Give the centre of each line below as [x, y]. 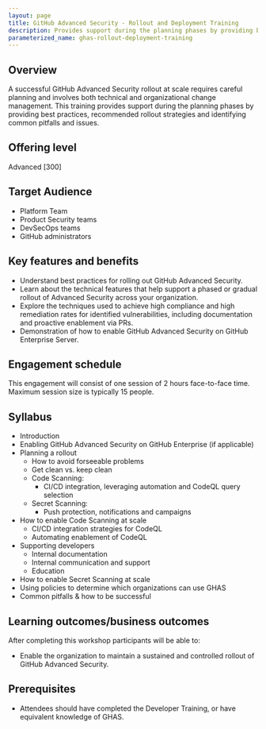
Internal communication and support [91, 563]
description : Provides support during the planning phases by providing [131, 30]
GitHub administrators [55, 236]
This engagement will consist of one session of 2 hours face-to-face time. [129, 384]
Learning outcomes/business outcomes [109, 621]
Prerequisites [42, 689]
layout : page [30, 15]
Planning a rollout [48, 453]
